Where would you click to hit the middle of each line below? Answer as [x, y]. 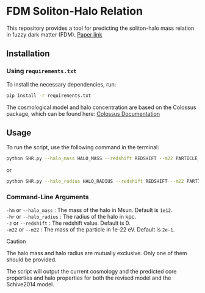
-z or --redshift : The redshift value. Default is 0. [69, 223]
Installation [28, 54]
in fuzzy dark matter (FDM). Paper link [54, 34]
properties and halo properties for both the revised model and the [89, 278]
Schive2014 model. [31, 284]
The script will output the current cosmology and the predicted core [92, 272]
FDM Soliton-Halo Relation [75, 11]
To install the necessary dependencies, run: [61, 84]
